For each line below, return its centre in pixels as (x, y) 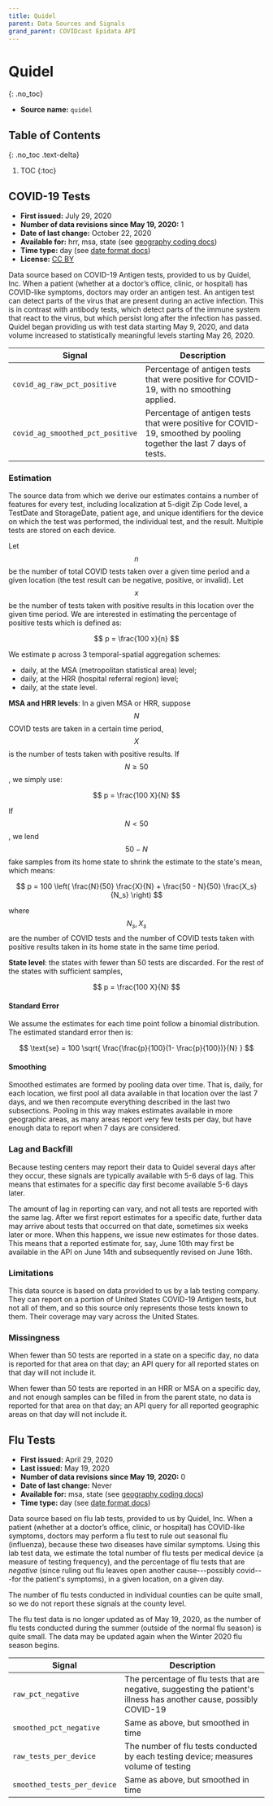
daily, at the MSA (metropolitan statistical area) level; (108, 670)
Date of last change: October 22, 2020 (86, 233)
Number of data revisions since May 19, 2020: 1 (102, 224)
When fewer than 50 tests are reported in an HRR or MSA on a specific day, (135, 1388)
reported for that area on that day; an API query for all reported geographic (134, 1406)
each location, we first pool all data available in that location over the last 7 (133, 1093)
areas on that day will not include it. (68, 1415)
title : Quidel (32, 16)
